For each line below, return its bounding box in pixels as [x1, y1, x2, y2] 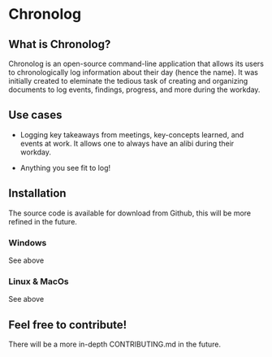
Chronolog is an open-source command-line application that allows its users [8, 59, 264, 68]
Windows [8, 237, 47, 248]
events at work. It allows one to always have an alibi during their [19, 138, 235, 148]
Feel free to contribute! [8, 318, 127, 332]
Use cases [8, 108, 63, 122]
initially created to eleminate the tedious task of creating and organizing [8, 76, 248, 85]
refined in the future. [8, 216, 77, 226]
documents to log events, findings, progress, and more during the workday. [8, 85, 261, 94]
